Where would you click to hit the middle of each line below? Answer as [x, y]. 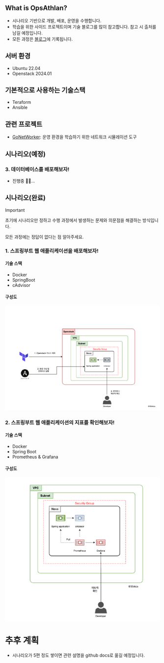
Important [15, 210]
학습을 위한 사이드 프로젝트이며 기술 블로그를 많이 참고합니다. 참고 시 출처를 [84, 27]
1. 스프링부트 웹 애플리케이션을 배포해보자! [52, 251]
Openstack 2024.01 [32, 73]
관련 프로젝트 [24, 124]
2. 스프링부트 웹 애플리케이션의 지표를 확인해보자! [60, 422]
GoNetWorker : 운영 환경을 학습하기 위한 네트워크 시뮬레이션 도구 [74, 137]
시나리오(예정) [25, 154]
